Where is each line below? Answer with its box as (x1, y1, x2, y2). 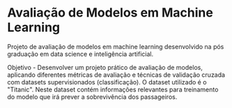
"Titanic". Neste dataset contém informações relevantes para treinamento (7, 85, 219, 93)
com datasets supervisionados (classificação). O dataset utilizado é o (7, 78, 207, 86)
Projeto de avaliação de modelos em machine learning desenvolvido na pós (7, 42, 224, 51)
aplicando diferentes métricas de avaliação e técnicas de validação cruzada (7, 71, 225, 79)
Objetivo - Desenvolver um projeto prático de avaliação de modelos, (7, 63, 203, 71)
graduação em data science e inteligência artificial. (7, 50, 154, 58)
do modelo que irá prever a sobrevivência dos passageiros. (7, 92, 178, 101)
